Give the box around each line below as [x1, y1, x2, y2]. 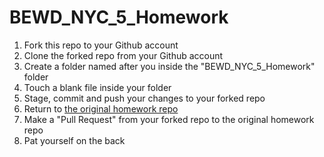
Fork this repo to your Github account [23, 39, 179, 51]
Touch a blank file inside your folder [23, 81, 172, 93]
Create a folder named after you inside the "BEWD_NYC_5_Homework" [23, 60, 316, 72]
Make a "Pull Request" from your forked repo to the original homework [23, 113, 315, 125]
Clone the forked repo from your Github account [23, 49, 224, 61]
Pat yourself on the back [23, 134, 126, 146]
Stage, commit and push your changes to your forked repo [23, 92, 266, 104]
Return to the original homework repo [23, 102, 179, 115]
